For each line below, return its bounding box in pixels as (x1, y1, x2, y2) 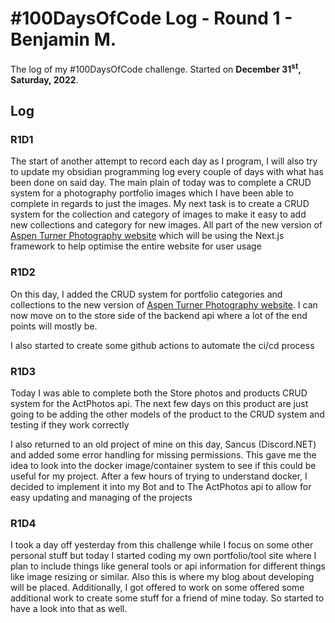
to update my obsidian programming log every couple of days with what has (10, 166, 324, 178)
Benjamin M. (10, 28, 117, 51)
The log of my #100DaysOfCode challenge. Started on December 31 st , (10, 61, 302, 75)
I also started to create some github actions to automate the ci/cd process (10, 339, 315, 351)
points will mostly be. (10, 320, 98, 332)
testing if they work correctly (10, 418, 130, 431)
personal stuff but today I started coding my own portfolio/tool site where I (10, 550, 317, 562)
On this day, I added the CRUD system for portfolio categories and (10, 288, 283, 300)
